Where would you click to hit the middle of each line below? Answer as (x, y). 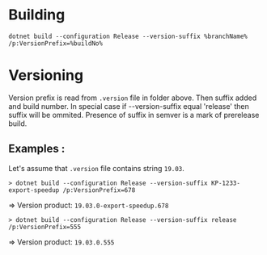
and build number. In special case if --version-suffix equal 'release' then (129, 106)
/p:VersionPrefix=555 (45, 227)
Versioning (46, 75)
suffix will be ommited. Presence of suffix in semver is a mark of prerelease (134, 115)
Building (37, 15)
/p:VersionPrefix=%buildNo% (56, 43)
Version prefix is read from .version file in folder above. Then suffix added (133, 98)
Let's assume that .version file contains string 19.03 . (96, 168)
